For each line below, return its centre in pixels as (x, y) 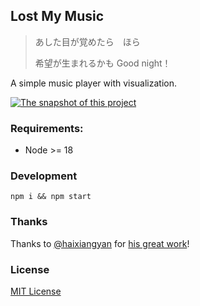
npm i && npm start (51, 197)
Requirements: (47, 128)
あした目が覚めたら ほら (87, 41)
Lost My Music (57, 16)
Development (44, 176)
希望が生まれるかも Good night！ (103, 63)
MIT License (36, 291)
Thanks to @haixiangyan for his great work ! (100, 243)
